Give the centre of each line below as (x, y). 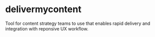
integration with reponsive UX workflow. (47, 28)
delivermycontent (43, 9)
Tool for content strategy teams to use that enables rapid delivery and (78, 23)
